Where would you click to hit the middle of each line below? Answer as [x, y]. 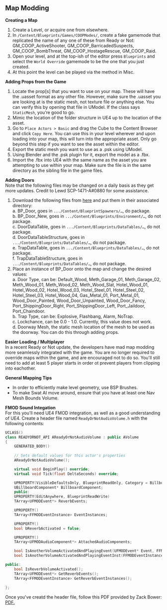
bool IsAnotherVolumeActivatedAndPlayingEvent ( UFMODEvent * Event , [84, 551]
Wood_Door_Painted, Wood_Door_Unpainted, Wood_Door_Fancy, [79, 301]
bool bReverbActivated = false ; [47, 529]
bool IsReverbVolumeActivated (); [49, 569]
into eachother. [21, 368]
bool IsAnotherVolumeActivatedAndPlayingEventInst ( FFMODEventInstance [89, 556]
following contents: [25, 423]
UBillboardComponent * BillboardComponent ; [59, 487]
